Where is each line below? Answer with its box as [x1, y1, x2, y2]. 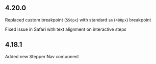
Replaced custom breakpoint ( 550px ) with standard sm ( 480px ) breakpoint [5, 17, 151, 22]
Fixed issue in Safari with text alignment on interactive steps [5, 26, 127, 32]
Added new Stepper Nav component [5, 53, 79, 59]
